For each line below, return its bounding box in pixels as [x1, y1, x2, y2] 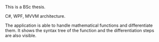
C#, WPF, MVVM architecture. [5, 13, 66, 19]
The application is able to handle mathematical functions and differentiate [5, 22, 153, 28]
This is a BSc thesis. [5, 4, 45, 10]
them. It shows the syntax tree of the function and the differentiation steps [5, 28, 155, 33]
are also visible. [5, 33, 37, 38]
